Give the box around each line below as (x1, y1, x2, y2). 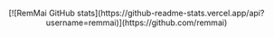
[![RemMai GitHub (8, 8, 75, 18)
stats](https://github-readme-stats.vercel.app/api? (76, 8, 265, 18)
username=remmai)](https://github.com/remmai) (45, 17, 228, 28)
